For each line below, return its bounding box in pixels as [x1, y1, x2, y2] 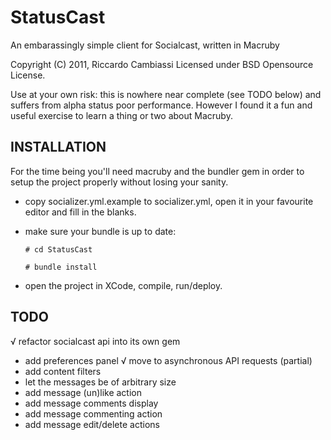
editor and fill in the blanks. [24, 206, 137, 218]
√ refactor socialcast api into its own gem [10, 335, 181, 347]
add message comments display [24, 397, 159, 409]
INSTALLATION [10, 139, 107, 156]
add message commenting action [24, 407, 163, 420]
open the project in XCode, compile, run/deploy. [24, 279, 223, 291]
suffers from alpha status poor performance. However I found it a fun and [10, 99, 313, 111]
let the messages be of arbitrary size [24, 376, 177, 388]
